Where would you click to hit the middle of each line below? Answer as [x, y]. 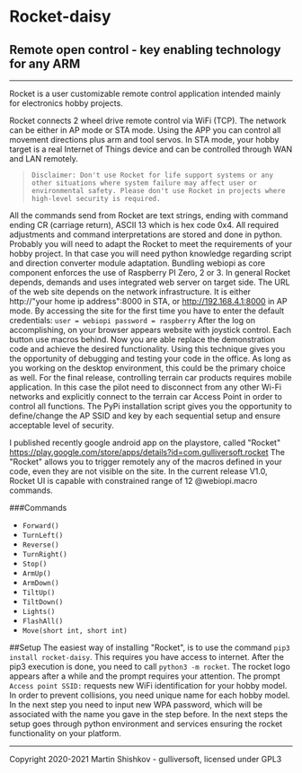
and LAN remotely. [44, 158]
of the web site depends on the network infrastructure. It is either [130, 292]
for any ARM [45, 63]
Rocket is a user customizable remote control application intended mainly [145, 93]
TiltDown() [43, 602]
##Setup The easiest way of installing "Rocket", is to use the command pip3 [150, 647]
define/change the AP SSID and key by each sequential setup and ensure [145, 416]
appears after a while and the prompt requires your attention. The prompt [145, 676]
